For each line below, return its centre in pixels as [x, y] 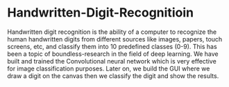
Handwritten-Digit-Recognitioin [101, 13]
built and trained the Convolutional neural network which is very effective [112, 61]
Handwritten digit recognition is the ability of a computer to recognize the [112, 32]
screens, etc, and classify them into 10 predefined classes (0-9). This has [112, 46]
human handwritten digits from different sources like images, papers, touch [115, 39]
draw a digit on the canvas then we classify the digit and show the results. [113, 76]
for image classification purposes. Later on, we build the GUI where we [109, 68]
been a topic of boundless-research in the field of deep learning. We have [113, 54]
